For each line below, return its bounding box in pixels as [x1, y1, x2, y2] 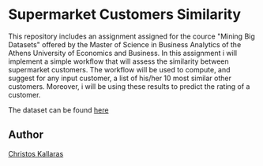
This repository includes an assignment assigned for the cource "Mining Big [8, 31, 255, 41]
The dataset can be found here [8, 105, 109, 115]
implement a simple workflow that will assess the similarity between [8, 57, 229, 66]
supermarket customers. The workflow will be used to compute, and [8, 65, 231, 74]
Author [8, 128, 43, 142]
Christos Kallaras [8, 149, 64, 158]
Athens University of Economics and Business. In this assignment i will [8, 48, 238, 57]
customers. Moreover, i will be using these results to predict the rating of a [8, 81, 250, 91]
